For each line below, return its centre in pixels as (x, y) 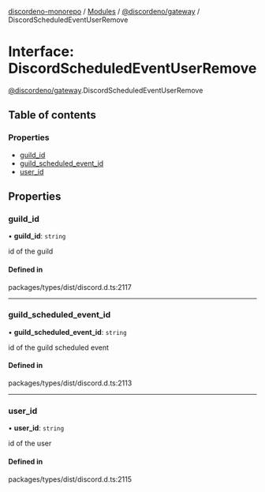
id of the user (30, 443)
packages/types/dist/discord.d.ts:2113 (70, 383)
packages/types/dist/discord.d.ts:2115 (70, 479)
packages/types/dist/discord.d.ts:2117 (70, 287)
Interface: (41, 52)
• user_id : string (36, 428)
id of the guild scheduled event (58, 347)
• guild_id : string (37, 236)
